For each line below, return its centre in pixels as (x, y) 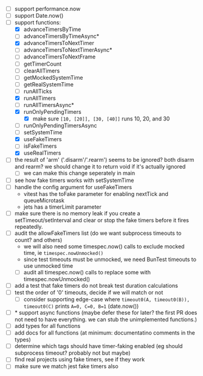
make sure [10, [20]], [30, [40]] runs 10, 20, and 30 (101, 119)
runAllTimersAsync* (49, 105)
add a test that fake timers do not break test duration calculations (96, 285)
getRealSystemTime (49, 84)
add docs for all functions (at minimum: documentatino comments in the (105, 333)
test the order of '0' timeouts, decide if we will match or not (89, 292)
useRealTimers (42, 153)
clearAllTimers (42, 71)
